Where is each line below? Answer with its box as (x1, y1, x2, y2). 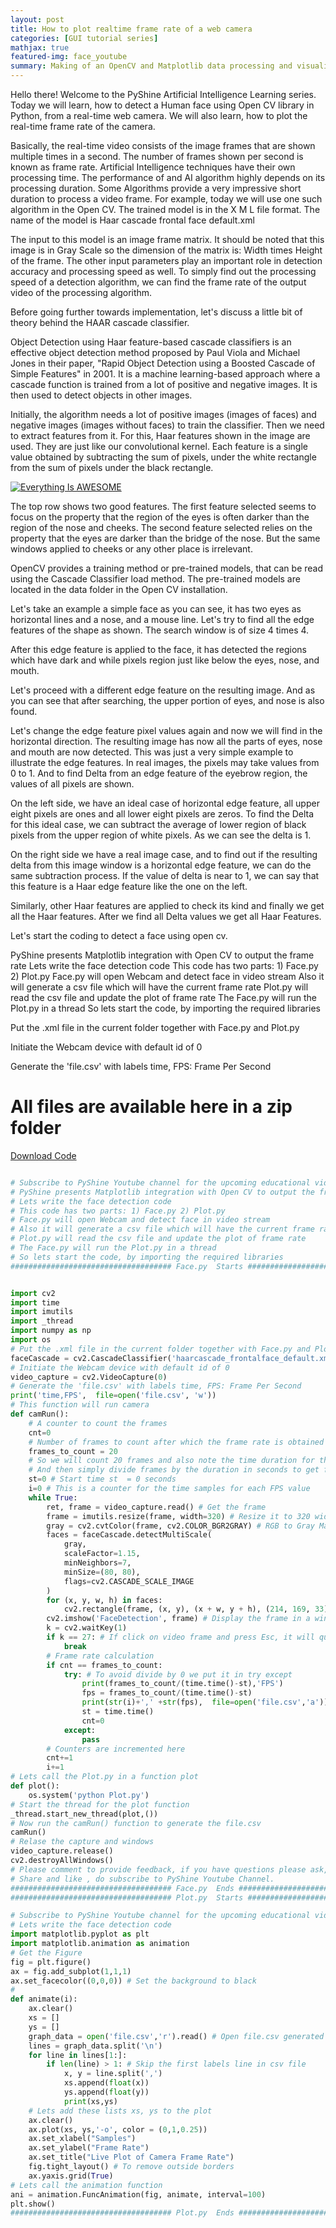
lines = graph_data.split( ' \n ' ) (28, 2041, 163, 2051)
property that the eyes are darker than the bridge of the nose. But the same (10, 532, 321, 544)
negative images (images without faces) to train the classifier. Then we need (10, 419, 325, 431)
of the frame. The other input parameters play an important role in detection (10, 255, 323, 266)
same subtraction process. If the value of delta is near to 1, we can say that (10, 870, 320, 881)
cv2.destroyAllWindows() (10, 1856, 114, 1866)
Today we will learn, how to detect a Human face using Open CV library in (10, 99, 315, 111)
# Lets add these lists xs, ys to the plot (28, 2106, 213, 2116)
